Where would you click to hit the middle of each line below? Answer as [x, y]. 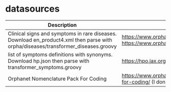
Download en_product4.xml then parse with [60, 40]
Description [62, 25]
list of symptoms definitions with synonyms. [60, 54]
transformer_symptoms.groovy [45, 67]
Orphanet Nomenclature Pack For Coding [57, 78]
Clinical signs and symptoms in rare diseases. [62, 34]
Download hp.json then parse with [49, 60]
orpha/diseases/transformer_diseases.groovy [62, 46]
